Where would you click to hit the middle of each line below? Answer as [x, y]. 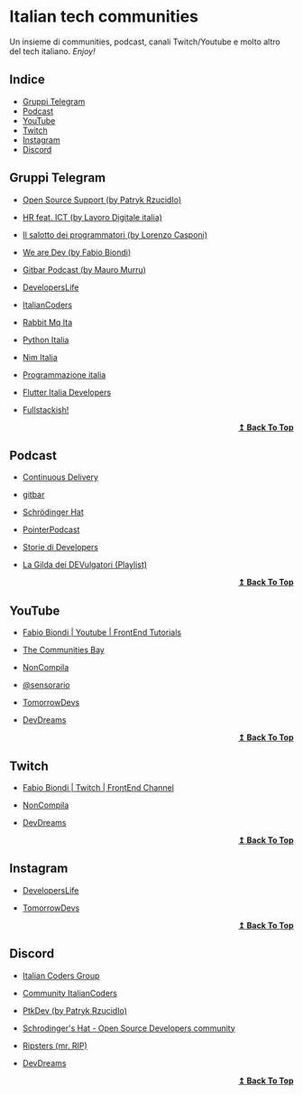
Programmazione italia [64, 374]
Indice [27, 80]
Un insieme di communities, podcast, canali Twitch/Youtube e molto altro [145, 42]
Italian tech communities [104, 17]
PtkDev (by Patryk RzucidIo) [75, 1010]
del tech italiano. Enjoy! [53, 51]
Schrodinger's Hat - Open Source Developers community [129, 1028]
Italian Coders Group [61, 975]
